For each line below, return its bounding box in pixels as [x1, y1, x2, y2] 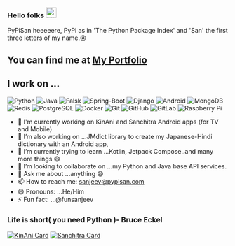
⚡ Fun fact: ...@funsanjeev [17, 195, 94, 203]
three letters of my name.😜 [7, 34, 87, 42]
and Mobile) [17, 124, 53, 133]
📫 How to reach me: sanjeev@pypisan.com [17, 177, 145, 185]
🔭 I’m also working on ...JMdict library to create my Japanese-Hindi [17, 132, 213, 140]
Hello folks [7, 10, 45, 20]
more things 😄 [17, 154, 61, 163]
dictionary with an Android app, [17, 140, 109, 148]
